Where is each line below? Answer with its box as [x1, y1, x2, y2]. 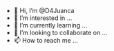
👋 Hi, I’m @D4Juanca [13, 7, 75, 14]
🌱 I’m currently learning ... [13, 21, 88, 29]
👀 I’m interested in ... [13, 14, 73, 22]
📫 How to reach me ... [13, 37, 78, 44]
